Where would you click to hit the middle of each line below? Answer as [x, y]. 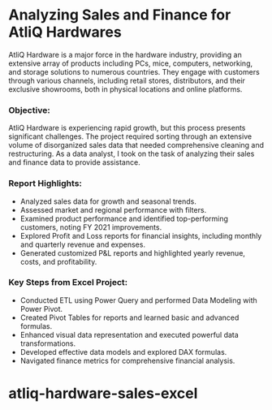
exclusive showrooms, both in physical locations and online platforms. [125, 89]
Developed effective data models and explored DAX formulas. [123, 352]
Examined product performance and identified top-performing [124, 218]
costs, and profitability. [58, 261]
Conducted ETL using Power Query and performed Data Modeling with [138, 300]
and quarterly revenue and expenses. [83, 244]
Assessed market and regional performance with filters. [113, 209]
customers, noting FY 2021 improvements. [91, 227]
